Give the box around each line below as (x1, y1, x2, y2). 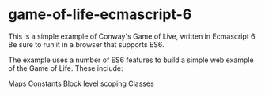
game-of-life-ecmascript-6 (8, 6, 192, 24)
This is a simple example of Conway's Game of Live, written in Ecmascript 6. (8, 31, 257, 41)
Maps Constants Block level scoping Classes (8, 79, 154, 88)
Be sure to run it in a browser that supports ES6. (8, 39, 165, 49)
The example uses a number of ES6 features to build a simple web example (8, 55, 255, 65)
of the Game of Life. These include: (8, 63, 123, 72)
